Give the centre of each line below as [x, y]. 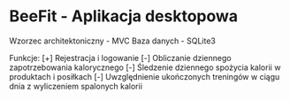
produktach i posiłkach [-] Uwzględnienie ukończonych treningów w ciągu [145, 76]
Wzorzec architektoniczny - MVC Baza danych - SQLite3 [113, 41]
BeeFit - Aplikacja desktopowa [124, 16]
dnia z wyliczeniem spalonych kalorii [76, 86]
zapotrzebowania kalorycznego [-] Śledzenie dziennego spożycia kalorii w [145, 67]
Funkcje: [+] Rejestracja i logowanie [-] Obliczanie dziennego [120, 58]
